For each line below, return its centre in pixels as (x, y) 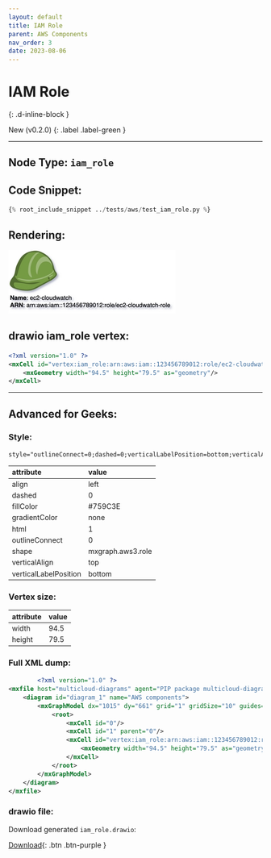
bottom (100, 573)
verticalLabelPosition (47, 573)
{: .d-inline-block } (39, 115)
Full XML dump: (40, 663)
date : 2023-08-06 (38, 51)
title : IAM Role (35, 25)
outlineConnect (37, 539)
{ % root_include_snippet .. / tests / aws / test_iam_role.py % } (110, 210)
